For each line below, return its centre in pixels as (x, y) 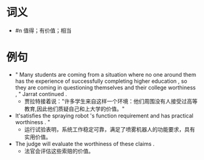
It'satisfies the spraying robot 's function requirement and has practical (104, 116)
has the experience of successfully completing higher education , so (101, 81)
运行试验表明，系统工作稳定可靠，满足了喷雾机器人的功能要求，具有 (110, 129)
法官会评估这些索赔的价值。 (59, 151)
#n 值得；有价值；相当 (43, 30)
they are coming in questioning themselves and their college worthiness (105, 87)
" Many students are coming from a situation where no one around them (106, 74)
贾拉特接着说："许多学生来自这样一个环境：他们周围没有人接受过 (106, 101)
